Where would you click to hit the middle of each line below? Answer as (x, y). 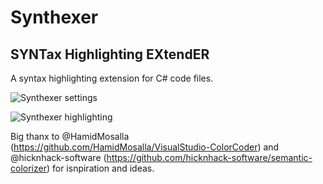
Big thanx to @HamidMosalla (70, 136)
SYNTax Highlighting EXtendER (110, 54)
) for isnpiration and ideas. (100, 168)
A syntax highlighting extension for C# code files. (112, 78)
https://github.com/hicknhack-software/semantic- (209, 157)
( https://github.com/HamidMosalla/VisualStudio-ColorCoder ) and (145, 147)
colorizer (28, 168)
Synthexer (54, 17)
